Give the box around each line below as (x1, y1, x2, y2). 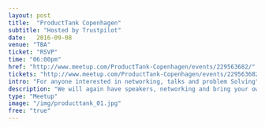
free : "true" (8, 107, 51, 115)
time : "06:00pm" (8, 56, 62, 64)
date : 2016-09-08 (8, 33, 73, 42)
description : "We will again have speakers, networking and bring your (8, 84, 248, 93)
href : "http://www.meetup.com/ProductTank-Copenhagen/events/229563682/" (8, 63, 256, 71)
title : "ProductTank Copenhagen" (8, 19, 122, 27)
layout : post (8, 11, 51, 20)
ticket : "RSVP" (8, 48, 58, 56)
